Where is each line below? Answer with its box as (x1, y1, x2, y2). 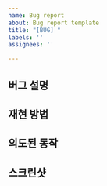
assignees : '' (8, 41, 55, 49)
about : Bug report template (8, 19, 100, 27)
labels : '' (8, 33, 44, 42)
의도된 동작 (8, 137, 59, 150)
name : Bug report (8, 11, 65, 20)
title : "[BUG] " (8, 26, 61, 34)
